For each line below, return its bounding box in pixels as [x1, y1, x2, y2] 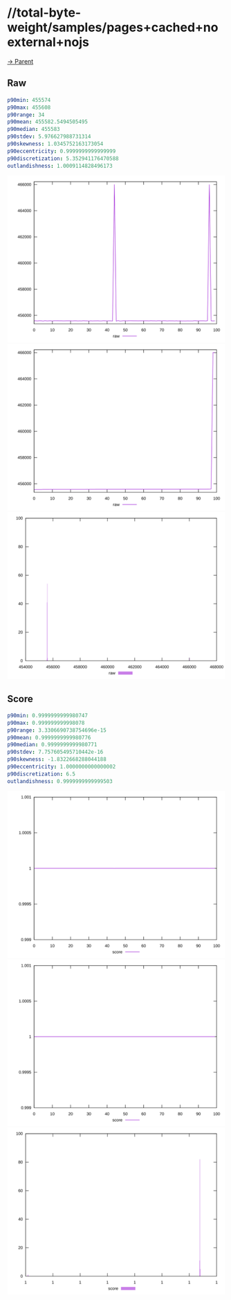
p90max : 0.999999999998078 [7, 719, 85, 726]
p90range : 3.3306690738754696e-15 [7, 726, 107, 734]
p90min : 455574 [7, 96, 51, 103]
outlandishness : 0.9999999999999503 [7, 778, 113, 784]
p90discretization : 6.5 [7, 771, 76, 778]
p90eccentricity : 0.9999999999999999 [7, 148, 116, 155]
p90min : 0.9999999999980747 [7, 712, 89, 719]
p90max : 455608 [7, 104, 51, 111]
